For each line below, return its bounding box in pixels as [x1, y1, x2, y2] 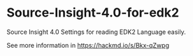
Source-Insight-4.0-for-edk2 [6, 5, 180, 21]
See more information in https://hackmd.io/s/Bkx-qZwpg [6, 41, 169, 49]
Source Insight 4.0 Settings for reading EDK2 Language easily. [6, 28, 186, 36]
